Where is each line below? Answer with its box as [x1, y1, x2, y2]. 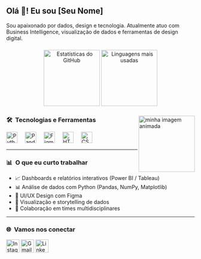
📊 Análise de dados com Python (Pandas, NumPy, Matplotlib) [14, 184, 167, 191]
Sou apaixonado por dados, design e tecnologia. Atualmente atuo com [6, 22, 179, 29]
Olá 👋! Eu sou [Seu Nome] [6, 6, 103, 16]
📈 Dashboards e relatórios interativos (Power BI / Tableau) [14, 175, 160, 182]
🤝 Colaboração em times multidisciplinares [14, 205, 121, 212]
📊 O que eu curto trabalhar [6, 158, 88, 166]
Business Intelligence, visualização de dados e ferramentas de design [6, 28, 178, 35]
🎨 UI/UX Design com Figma [14, 192, 83, 199]
